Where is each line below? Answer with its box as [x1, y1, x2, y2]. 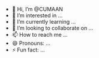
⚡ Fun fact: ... [11, 46, 45, 53]
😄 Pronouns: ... [11, 40, 51, 47]
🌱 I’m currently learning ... [11, 18, 76, 25]
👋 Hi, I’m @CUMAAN [11, 6, 63, 12]
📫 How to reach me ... [11, 31, 68, 38]
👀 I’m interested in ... [11, 12, 63, 19]
